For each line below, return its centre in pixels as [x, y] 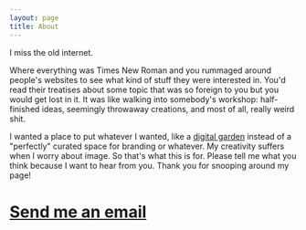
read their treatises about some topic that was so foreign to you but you [144, 89]
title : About [34, 26]
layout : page [34, 18]
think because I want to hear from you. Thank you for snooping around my [149, 165]
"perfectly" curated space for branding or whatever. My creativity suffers [147, 146]
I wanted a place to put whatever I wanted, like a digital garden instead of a [151, 136]
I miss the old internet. [52, 52]
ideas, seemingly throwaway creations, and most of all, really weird [168, 109]
